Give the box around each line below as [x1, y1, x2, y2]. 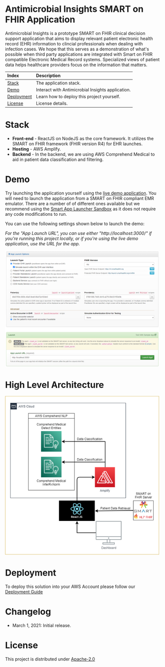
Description [36, 73, 61, 78]
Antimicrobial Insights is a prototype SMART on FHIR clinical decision [5, 30, 145, 36]
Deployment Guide [5, 589, 43, 594]
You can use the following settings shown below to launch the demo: [5, 221, 145, 227]
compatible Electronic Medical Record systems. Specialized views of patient [5, 56, 160, 62]
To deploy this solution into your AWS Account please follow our [5, 584, 135, 589]
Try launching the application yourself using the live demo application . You [5, 190, 157, 196]
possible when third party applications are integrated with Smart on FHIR [5, 51, 153, 57]
